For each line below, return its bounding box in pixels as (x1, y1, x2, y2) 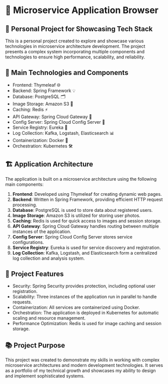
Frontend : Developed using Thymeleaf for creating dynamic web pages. (12, 191, 162, 197)
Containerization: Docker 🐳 (12, 137, 69, 143)
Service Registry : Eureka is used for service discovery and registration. (12, 244, 161, 251)
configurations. (12, 239, 44, 245)
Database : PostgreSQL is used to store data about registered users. (12, 207, 153, 213)
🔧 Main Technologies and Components (5, 68, 129, 77)
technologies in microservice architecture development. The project (5, 43, 145, 49)
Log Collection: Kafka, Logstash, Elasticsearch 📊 (12, 130, 114, 136)
